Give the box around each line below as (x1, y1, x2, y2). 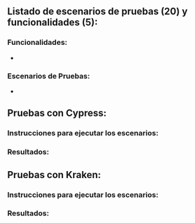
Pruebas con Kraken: (7, 168, 102, 181)
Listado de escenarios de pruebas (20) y (7, 6, 188, 18)
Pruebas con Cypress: (7, 107, 107, 119)
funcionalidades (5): (7, 17, 98, 29)
